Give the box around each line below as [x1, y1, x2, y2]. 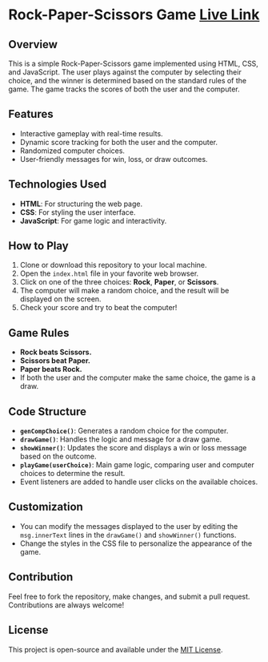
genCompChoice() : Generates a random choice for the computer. [19, 426, 229, 436]
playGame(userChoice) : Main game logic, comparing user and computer [19, 460, 254, 470]
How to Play [8, 239, 70, 253]
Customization [8, 500, 84, 514]
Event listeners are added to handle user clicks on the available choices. [19, 477, 258, 486]
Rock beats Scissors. [19, 347, 92, 357]
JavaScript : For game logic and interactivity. [19, 216, 167, 225]
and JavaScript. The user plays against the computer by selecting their [8, 67, 242, 77]
